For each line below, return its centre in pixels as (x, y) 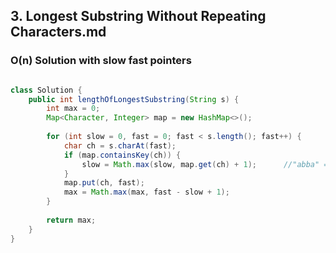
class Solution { (46, 90)
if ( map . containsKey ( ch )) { (122, 155)
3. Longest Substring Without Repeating (138, 16)
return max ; (71, 220)
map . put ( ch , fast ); (104, 183)
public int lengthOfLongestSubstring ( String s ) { (134, 99)
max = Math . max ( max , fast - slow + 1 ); (146, 192)
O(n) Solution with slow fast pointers (101, 61)
